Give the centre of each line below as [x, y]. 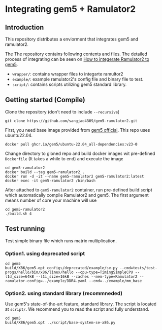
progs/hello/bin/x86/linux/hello [39, 272]
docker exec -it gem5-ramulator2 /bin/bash [50, 181]
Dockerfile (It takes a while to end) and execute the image [64, 158]
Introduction [25, 27]
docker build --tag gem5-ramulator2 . [45, 172]
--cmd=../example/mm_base [115, 281]
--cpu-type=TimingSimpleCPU [104, 272]
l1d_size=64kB [20, 276]
